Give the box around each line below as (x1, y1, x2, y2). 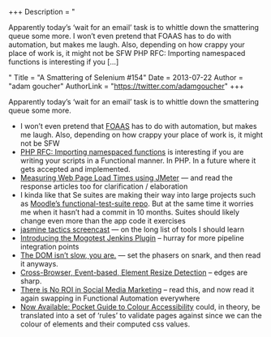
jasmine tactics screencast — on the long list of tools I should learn (19, 224, 245, 234)
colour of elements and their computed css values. (19, 319, 191, 329)
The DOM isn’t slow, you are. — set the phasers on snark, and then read (19, 250, 261, 260)
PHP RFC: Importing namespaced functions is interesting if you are (19, 147, 244, 156)
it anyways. (19, 259, 58, 268)
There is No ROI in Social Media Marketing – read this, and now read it (19, 285, 255, 294)
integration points (19, 242, 80, 251)
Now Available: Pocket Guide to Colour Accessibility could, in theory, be (19, 302, 261, 311)
